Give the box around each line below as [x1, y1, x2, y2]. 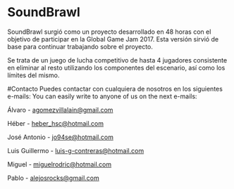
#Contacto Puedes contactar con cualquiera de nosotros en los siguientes [7, 84, 223, 93]
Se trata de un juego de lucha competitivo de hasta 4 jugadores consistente [7, 56, 228, 64]
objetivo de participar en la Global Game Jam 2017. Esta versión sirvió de [7, 34, 219, 43]
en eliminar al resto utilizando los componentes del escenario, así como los [7, 63, 226, 72]
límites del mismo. [7, 71, 60, 79]
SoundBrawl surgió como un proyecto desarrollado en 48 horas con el [7, 27, 211, 36]
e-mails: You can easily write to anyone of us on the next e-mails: [7, 92, 197, 100]
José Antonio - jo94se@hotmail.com [7, 133, 114, 141]
